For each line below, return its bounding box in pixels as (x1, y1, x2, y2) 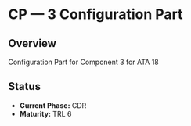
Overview (8, 37, 57, 50)
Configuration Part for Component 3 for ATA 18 (8, 57, 159, 67)
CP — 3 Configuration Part (8, 5, 183, 23)
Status (8, 80, 41, 93)
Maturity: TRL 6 (19, 109, 72, 118)
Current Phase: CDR (19, 100, 87, 110)
